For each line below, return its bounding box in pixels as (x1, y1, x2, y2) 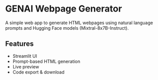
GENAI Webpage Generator (5, 3, 122, 15)
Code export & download (12, 69, 65, 75)
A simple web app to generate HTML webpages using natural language (5, 20, 153, 26)
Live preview (12, 63, 39, 69)
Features (5, 40, 34, 48)
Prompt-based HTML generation (12, 58, 81, 64)
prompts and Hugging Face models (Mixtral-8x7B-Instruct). (5, 25, 129, 31)
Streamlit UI (12, 53, 37, 59)
